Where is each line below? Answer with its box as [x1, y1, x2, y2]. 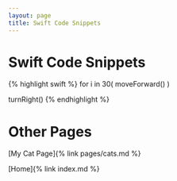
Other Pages [8, 122, 93, 141]
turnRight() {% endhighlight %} [8, 94, 110, 104]
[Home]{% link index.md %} [8, 164, 100, 174]
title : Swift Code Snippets [8, 19, 102, 27]
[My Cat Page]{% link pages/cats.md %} [8, 148, 141, 159]
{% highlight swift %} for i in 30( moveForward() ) [8, 79, 171, 89]
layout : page [8, 11, 52, 20]
